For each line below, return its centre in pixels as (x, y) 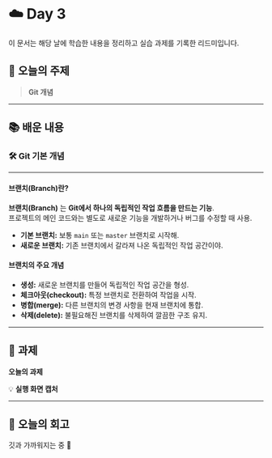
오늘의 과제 (25, 371)
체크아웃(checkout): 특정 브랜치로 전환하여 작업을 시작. (108, 295)
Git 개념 (41, 91)
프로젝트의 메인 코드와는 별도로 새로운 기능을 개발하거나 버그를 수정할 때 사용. (130, 218)
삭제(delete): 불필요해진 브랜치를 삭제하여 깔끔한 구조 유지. (114, 315)
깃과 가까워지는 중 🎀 (40, 445)
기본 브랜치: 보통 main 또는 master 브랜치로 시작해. (100, 235)
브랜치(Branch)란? (38, 189)
